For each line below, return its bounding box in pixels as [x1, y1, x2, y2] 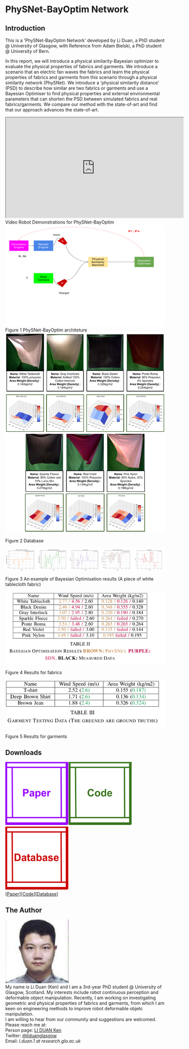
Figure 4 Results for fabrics [5, 669, 62, 675]
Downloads [5, 748, 42, 757]
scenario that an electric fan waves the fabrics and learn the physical [5, 69, 149, 75]
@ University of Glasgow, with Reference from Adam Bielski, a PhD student [5, 43, 162, 49]
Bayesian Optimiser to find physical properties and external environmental [5, 91, 160, 96]
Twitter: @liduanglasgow [5, 1032, 57, 1038]
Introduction [5, 24, 46, 33]
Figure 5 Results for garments [5, 733, 67, 739]
